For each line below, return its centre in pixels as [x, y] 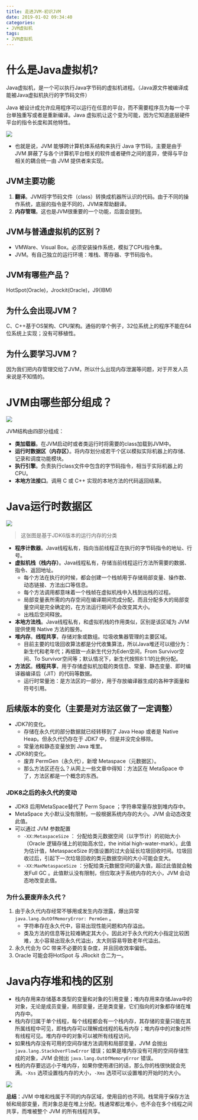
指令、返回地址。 [35, 570]
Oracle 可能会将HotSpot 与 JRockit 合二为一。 [71, 956]
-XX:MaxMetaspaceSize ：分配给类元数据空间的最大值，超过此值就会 [105, 865]
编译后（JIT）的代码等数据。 [60, 673]
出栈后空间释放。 [44, 614]
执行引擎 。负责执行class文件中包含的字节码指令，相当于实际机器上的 [99, 466]
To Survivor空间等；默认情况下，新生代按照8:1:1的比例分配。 [108, 658]
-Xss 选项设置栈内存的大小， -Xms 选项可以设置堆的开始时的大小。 [105, 1073]
